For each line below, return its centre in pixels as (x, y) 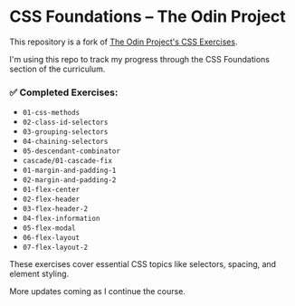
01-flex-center (51, 190)
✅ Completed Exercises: (64, 92)
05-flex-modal (49, 228)
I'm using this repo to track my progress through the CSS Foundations (139, 59)
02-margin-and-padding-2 (69, 180)
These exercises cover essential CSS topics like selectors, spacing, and (143, 264)
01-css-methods (51, 113)
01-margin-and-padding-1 (69, 171)
